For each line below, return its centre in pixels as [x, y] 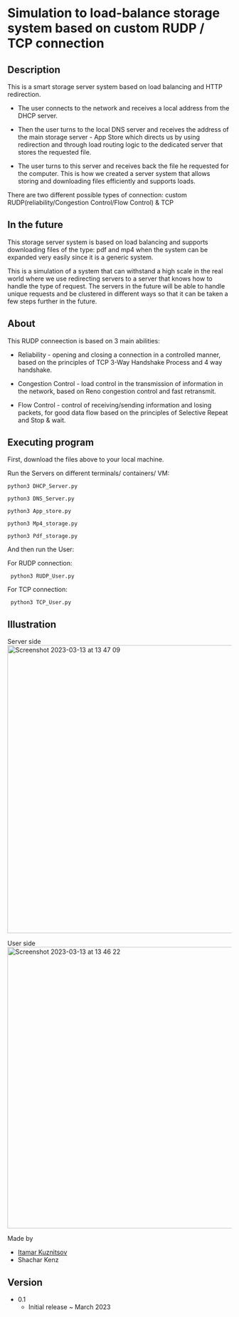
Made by [20, 1239]
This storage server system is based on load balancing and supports [108, 242]
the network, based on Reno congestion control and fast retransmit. [117, 391]
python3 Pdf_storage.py [43, 536]
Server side [24, 642]
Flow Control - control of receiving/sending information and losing [115, 405]
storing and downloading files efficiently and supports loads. [106, 181]
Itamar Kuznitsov [42, 1252]
